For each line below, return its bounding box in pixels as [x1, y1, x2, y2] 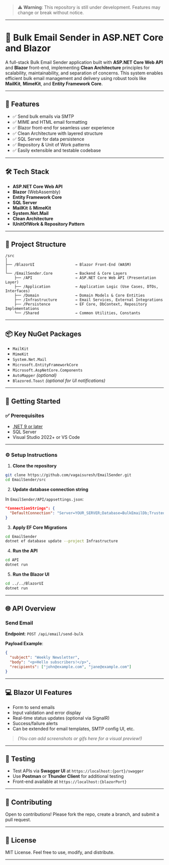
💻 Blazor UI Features [5, 688, 72, 697]
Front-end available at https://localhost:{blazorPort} [12, 778, 127, 784]
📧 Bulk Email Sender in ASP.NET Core [5, 32, 163, 43]
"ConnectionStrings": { [5, 506, 55, 511]
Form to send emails [12, 704, 55, 710]
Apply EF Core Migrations [12, 524, 67, 530]
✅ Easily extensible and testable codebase [12, 147, 101, 153]
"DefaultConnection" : [10, 510, 55, 515]
